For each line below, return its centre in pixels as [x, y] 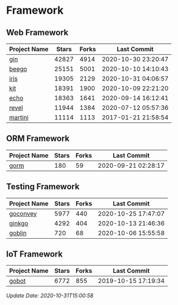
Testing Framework [43, 187]
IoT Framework [35, 254]
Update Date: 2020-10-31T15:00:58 [50, 295]
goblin [18, 233]
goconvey [23, 214]
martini [19, 117]
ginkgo [19, 223]
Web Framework [37, 33]
